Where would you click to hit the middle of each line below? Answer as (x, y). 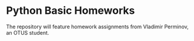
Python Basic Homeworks (71, 11)
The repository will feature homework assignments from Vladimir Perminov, (98, 27)
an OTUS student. (28, 32)
